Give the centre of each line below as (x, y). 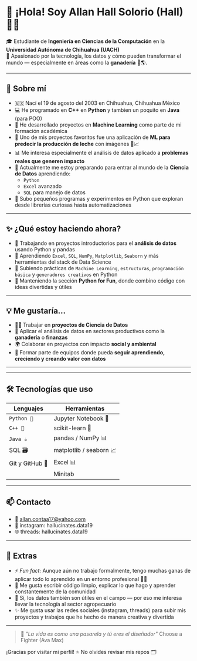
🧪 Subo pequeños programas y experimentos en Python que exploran (99, 198)
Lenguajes (29, 408)
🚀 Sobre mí (26, 89)
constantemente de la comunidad (55, 592)
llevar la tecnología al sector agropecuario (65, 604)
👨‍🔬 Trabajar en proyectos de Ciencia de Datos (71, 325)
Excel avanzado (43, 186)
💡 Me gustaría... (36, 310)
